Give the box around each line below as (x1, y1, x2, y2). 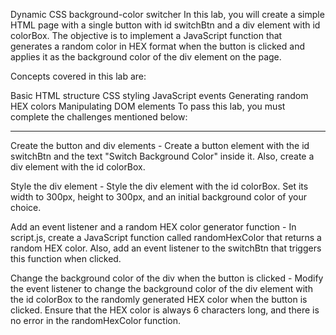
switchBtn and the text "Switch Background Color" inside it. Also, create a (10, 150, 315, 162)
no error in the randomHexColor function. (10, 315, 181, 326)
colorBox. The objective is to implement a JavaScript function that (10, 30, 283, 41)
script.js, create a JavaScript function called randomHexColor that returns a (10, 232, 322, 243)
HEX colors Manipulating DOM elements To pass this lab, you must (10, 100, 286, 112)
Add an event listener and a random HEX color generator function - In (10, 221, 297, 233)
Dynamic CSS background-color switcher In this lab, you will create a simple (10, 9, 325, 20)
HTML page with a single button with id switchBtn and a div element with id (10, 19, 321, 31)
